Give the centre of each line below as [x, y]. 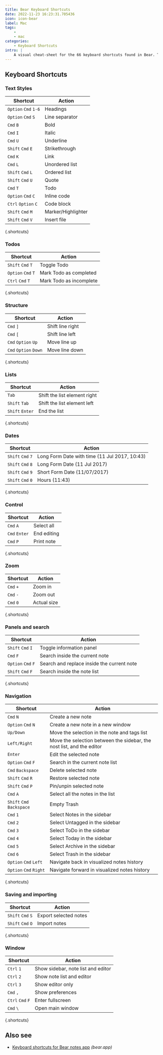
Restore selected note [75, 778]
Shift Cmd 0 [20, 480]
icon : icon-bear [21, 18]
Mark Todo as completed [68, 273]
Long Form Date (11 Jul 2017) [72, 464]
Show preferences [56, 992]
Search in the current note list [83, 762]
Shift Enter [21, 411]
